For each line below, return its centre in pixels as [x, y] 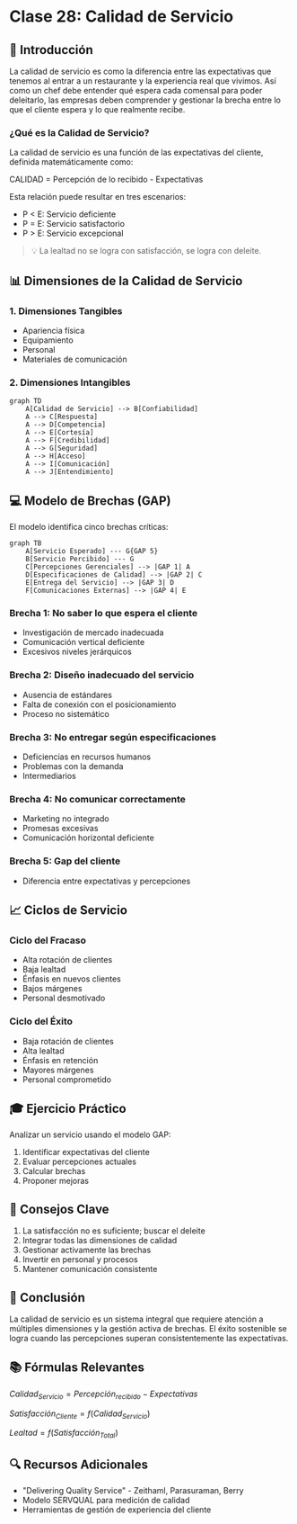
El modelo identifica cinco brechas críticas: [89, 527]
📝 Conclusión [47, 1297]
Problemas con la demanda [73, 766]
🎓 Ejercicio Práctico [68, 1108]
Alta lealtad [43, 1051]
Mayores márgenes [58, 1070]
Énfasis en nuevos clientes [71, 979]
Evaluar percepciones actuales [79, 1161]
